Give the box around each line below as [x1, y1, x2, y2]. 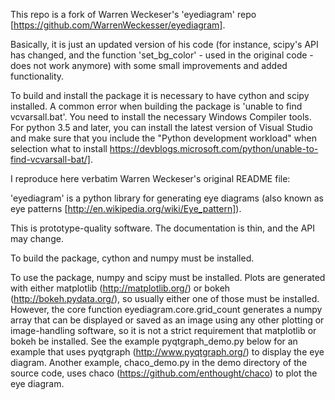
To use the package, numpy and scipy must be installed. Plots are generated [10, 272, 326, 283]
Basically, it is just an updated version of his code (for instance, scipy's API [10, 39, 319, 50]
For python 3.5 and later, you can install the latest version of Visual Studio [10, 122, 313, 133]
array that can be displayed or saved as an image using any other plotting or [10, 314, 325, 326]
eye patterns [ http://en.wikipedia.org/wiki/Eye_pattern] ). [10, 203, 242, 214]
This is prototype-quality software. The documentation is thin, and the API [10, 222, 316, 234]
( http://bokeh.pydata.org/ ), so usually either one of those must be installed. [10, 293, 320, 304]
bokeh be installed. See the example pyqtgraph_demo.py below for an [10, 335, 298, 347]
